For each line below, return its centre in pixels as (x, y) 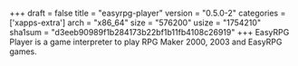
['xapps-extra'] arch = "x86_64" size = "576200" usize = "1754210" (135, 23)
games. (24, 52)
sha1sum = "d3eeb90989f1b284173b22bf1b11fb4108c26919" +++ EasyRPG (149, 32)
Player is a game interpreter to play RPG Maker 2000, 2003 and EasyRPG (146, 42)
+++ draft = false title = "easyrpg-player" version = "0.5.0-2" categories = (148, 13)
